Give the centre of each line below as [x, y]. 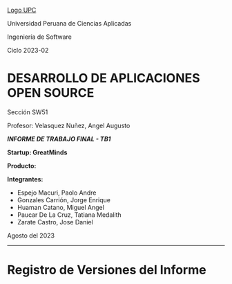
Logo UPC [22, 10]
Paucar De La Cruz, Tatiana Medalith [69, 215]
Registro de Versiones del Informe [107, 270]
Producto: [22, 166]
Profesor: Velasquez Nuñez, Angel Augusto [69, 125]
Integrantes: [25, 179]
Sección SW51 [28, 112]
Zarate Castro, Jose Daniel [55, 222]
